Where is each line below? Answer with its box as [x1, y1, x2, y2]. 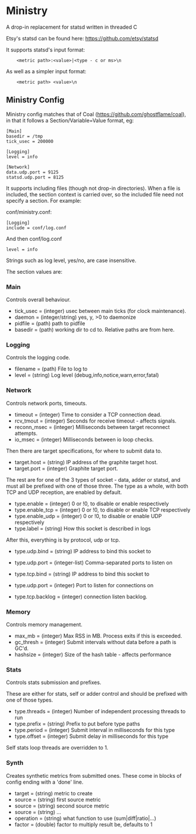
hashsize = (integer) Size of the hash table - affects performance [14, 651, 171, 658]
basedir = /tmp [6, 133, 43, 139]
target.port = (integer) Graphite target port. [14, 465, 118, 472]
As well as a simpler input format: [6, 67, 87, 74]
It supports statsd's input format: [6, 46, 85, 53]
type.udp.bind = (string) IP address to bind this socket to [14, 547, 151, 554]
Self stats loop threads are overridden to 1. [6, 744, 109, 751]
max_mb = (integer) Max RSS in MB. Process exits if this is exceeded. [14, 632, 183, 639]
